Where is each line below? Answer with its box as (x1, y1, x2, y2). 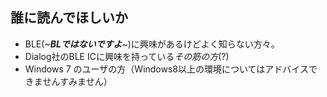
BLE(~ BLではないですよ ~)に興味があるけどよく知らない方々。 (24, 38, 280, 50)
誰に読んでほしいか (10, 9, 128, 27)
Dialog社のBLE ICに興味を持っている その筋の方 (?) (24, 50, 230, 62)
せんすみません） (42, 75, 113, 87)
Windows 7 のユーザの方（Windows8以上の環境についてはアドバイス (24, 63, 309, 75)
